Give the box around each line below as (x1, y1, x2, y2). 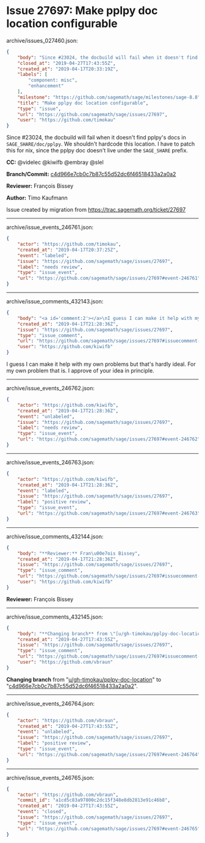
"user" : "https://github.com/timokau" (17, 117, 116, 123)
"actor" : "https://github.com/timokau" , (17, 241, 121, 248)
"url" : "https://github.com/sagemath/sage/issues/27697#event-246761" (17, 275, 201, 281)
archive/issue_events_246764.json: (6, 700, 95, 707)
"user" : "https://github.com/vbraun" (17, 659, 113, 666)
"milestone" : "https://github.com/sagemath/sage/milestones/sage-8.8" (17, 94, 201, 100)
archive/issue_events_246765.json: (6, 774, 95, 781)
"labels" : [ (17, 72, 48, 78)
